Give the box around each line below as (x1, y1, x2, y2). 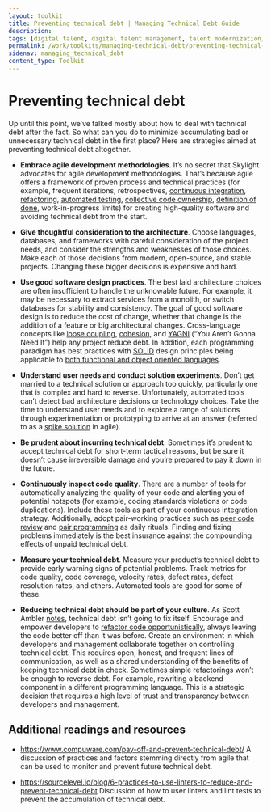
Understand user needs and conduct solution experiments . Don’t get (19, 370, 255, 380)
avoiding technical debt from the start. (19, 211, 148, 221)
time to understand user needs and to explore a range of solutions (19, 404, 240, 414)
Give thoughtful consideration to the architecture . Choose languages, (19, 227, 256, 237)
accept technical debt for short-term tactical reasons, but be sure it (19, 446, 244, 455)
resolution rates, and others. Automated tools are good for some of (19, 580, 243, 590)
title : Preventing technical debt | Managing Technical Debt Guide (8, 19, 240, 27)
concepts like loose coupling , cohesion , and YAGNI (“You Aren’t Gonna (19, 328, 256, 338)
